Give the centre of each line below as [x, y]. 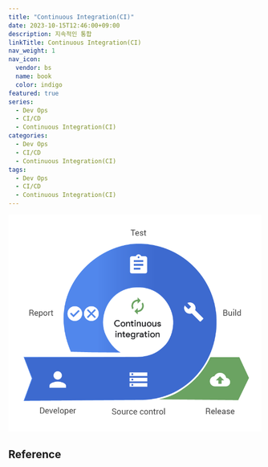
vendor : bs [34, 68]
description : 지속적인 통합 [50, 34]
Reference [35, 454]
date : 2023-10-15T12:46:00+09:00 [64, 25]
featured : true [34, 93]
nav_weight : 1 [32, 51]
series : [21, 102]
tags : [17, 170]
